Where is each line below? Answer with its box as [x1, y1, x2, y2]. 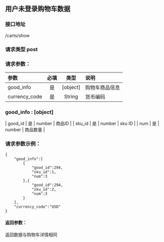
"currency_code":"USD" [14, 204, 61, 209]
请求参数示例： [5, 141, 41, 148]
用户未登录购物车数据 [5, 4, 70, 13]
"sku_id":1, [31, 169, 56, 174]
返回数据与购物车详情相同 [5, 232, 57, 238]
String [64, 93, 78, 100]
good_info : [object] [5, 108, 54, 115]
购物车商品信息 [85, 84, 120, 91]
